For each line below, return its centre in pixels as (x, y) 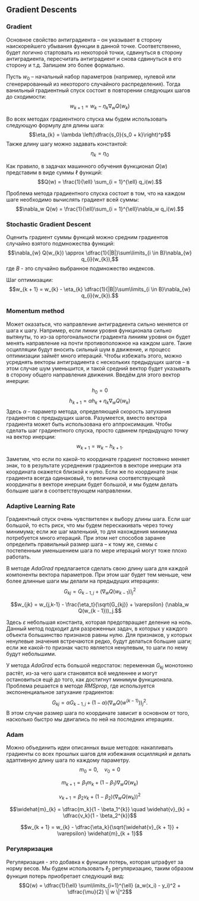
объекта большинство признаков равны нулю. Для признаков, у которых (99, 635)
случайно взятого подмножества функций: (60, 244)
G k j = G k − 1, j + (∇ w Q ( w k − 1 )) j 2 (100, 592)
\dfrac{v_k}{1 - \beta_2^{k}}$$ (100, 816)
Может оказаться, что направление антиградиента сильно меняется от (97, 324)
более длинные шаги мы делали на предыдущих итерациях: (83, 581)
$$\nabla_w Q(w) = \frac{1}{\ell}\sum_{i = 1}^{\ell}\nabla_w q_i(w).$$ (100, 209)
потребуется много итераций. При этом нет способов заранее (86, 538)
